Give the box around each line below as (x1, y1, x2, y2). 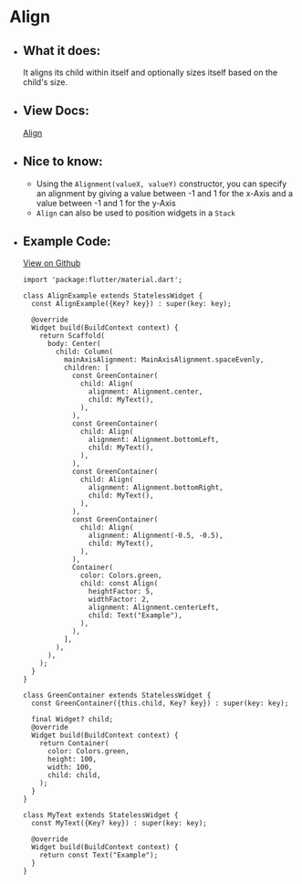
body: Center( (47, 340, 101, 349)
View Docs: (22, 103, 89, 119)
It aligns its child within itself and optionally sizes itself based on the (22, 67, 278, 78)
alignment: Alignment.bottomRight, (88, 483, 224, 492)
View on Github (22, 258, 81, 268)
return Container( (39, 739, 109, 748)
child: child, (47, 771, 101, 780)
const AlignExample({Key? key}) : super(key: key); (31, 300, 232, 309)
